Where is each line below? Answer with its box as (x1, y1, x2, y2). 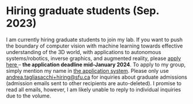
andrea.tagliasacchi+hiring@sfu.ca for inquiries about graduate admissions (6, 73, 187, 80)
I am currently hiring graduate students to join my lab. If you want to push (6, 36, 183, 43)
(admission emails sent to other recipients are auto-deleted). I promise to (6, 79, 182, 86)
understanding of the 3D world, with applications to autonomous (6, 48, 161, 55)
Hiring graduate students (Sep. (6, 4, 160, 18)
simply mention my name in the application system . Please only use (6, 67, 169, 74)
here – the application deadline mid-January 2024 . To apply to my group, (6, 61, 186, 68)
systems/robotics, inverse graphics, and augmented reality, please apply (6, 55, 181, 62)
